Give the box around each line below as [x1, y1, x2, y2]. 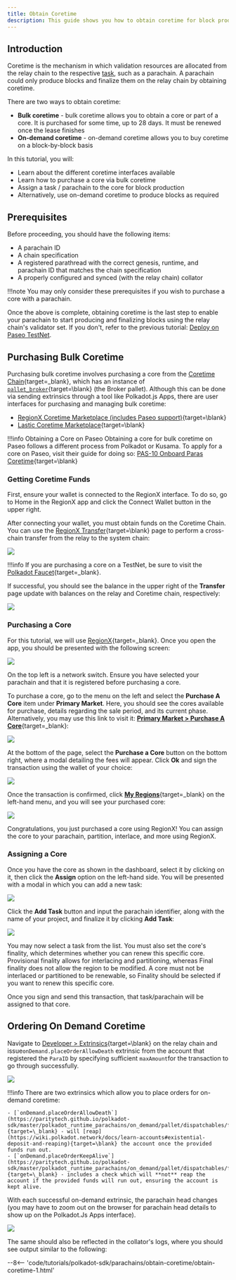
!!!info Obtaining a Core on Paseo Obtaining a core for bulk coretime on [7, 434, 213, 443]
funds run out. [7, 1146, 52, 1153]
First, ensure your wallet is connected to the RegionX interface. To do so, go [7, 490, 228, 499]
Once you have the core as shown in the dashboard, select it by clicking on [7, 865, 225, 873]
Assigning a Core [7, 849, 67, 859]
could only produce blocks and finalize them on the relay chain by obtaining [7, 77, 227, 85]
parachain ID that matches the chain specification [17, 266, 162, 274]
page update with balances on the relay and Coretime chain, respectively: [7, 589, 221, 598]
